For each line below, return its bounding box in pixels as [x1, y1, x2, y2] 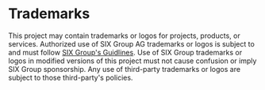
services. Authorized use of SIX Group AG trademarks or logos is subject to [8, 39, 255, 48]
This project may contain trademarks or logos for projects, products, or [8, 31, 240, 40]
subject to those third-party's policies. [8, 73, 133, 82]
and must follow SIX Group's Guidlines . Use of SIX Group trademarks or [8, 47, 243, 57]
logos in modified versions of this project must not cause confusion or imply [8, 56, 257, 66]
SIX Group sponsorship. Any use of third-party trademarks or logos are [8, 64, 240, 73]
